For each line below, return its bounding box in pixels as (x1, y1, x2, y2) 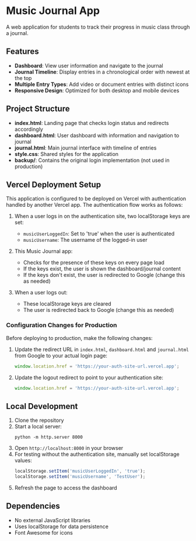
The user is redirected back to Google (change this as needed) (23, 307, 174, 314)
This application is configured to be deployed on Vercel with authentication (6, 195, 187, 202)
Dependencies (6, 501, 60, 511)
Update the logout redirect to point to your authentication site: (14, 374, 163, 381)
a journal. (6, 29, 29, 36)
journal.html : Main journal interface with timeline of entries (14, 144, 157, 151)
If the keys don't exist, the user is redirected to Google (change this (23, 272, 185, 279)
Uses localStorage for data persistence (14, 523, 109, 530)
